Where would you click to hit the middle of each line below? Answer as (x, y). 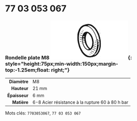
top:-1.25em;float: (28, 70)
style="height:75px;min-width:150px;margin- (62, 64)
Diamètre (19, 81)
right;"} (61, 70)
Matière (20, 102)
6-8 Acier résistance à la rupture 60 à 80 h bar (80, 102)
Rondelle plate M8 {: (68, 58)
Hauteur (20, 88)
